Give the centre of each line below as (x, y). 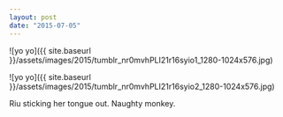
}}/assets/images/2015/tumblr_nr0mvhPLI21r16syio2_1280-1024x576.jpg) (142, 86)
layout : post (33, 17)
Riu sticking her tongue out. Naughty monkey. (92, 103)
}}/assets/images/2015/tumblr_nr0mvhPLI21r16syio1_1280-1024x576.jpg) (141, 60)
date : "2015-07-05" (45, 26)
